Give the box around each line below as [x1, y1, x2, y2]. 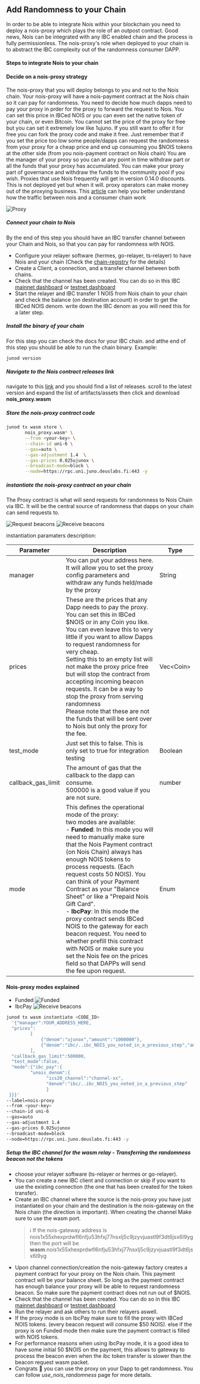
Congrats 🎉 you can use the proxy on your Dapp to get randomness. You [14, 1365, 193, 1372]
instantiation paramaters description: [6, 532, 96, 539]
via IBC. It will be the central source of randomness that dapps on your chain [6, 503, 194, 510]
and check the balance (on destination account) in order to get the [14, 296, 178, 303]
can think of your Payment [65, 878, 140, 886]
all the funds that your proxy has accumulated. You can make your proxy [6, 162, 185, 169]
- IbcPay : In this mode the [65, 907, 139, 916]
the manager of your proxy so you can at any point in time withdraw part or [6, 156, 190, 163]
